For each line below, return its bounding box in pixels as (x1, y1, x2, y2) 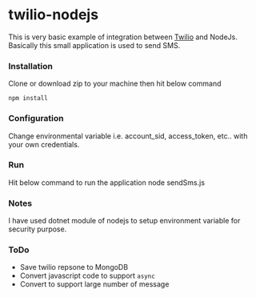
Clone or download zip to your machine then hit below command (8, 78, 222, 89)
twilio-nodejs (8, 6, 98, 24)
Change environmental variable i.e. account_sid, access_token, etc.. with (8, 130, 248, 141)
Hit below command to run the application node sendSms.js (8, 178, 206, 187)
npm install (8, 94, 48, 102)
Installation (8, 60, 54, 71)
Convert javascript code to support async (19, 271, 156, 281)
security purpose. (8, 224, 67, 234)
